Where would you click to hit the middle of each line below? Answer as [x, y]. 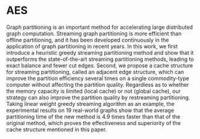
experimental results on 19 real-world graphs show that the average [90, 110]
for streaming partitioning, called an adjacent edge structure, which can [95, 72]
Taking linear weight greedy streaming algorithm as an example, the [90, 103]
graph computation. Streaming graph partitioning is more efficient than [94, 33]
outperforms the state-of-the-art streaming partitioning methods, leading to [100, 59]
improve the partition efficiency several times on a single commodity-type [98, 78]
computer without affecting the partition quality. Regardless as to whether [98, 84]
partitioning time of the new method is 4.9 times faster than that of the [93, 116]
